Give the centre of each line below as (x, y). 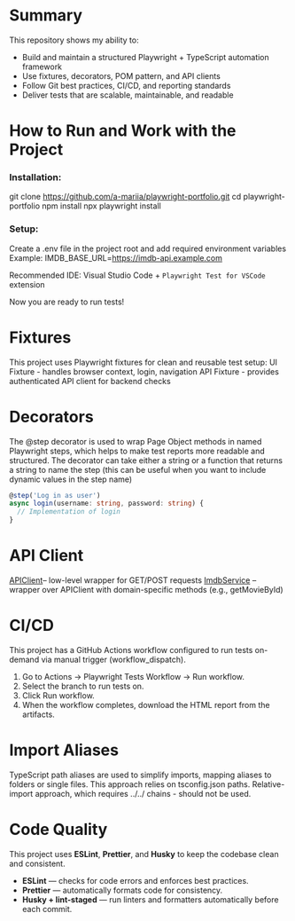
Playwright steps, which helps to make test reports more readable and (137, 451)
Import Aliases (64, 750)
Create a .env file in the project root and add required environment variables (147, 248)
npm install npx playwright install (101, 206)
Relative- (268, 784)
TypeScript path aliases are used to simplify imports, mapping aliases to (140, 775)
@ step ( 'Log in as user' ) (55, 495)
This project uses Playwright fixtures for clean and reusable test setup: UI (143, 362)
